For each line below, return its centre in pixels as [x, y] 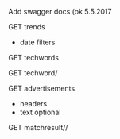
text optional [40, 112]
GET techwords [34, 58]
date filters [37, 42]
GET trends [27, 27]
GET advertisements [42, 88]
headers [33, 104]
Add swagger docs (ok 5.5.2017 [60, 12]
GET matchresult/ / [38, 127]
